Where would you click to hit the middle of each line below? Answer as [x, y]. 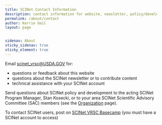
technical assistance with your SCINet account [58, 83]
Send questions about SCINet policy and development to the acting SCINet [79, 93]
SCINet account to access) [32, 117]
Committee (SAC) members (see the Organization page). [61, 103]
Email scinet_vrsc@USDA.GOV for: [39, 63]
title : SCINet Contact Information [41, 9]
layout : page [18, 28]
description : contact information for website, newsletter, [67, 14]
